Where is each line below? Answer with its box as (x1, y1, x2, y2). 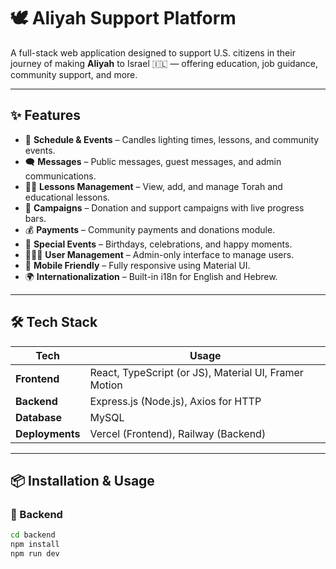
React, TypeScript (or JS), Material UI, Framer (89, 365, 304, 379)
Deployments (15, 426, 81, 440)
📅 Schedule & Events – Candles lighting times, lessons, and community (24, 133, 320, 145)
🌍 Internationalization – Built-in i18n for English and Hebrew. (24, 270, 278, 282)
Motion (89, 378, 123, 392)
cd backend (10, 530, 56, 540)
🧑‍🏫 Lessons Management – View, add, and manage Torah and (24, 180, 283, 192)
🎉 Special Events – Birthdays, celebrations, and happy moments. (24, 238, 293, 250)
